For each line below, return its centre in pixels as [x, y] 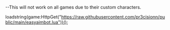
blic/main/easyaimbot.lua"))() [36, 22]
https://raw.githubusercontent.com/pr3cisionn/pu [113, 17]
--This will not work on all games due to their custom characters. [73, 7]
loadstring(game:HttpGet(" [33, 17]
